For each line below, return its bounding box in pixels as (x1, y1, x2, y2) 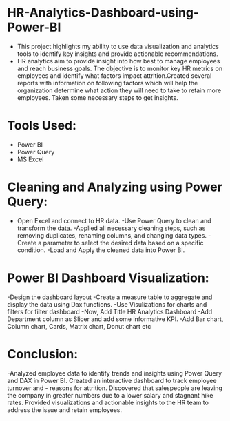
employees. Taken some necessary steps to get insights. (17, 93, 178, 101)
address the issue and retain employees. (7, 405, 123, 414)
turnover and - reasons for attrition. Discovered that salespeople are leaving (7, 384, 222, 392)
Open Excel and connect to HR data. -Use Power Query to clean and (17, 216, 211, 225)
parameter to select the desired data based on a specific (43, 238, 205, 247)
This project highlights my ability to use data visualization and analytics (17, 42, 219, 50)
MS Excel (17, 155, 44, 163)
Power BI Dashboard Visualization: (7, 270, 209, 285)
